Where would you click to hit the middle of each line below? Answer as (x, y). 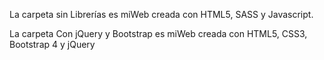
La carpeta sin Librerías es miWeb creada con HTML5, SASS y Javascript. (161, 14)
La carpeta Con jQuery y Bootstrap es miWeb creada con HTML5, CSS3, (158, 33)
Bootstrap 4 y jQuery (52, 44)
